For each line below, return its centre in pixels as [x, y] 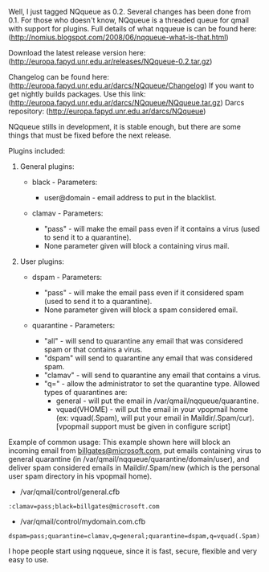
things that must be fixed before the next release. [90, 135]
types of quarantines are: [86, 392]
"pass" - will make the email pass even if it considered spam [144, 292]
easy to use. [29, 560]
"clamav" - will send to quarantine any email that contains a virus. [152, 375]
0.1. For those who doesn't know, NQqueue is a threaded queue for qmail [128, 20]
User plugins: [42, 261]
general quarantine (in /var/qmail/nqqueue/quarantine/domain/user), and [129, 459]
